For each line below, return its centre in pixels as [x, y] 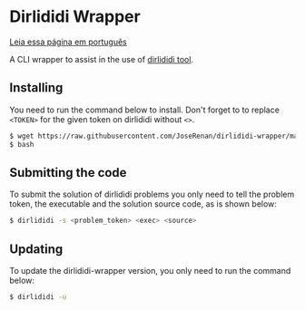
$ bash [22, 144]
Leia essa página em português [68, 42]
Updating [36, 249]
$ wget [22, 136]
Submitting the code [68, 173]
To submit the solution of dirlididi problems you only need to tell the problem [152, 194]
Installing [36, 88]
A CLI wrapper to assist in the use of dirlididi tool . [101, 59]
